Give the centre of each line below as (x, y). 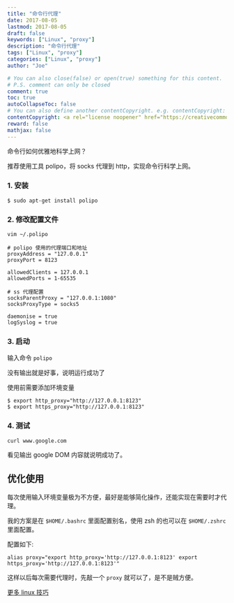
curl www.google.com (37, 441)
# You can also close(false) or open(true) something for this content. (115, 78)
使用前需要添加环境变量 (41, 388)
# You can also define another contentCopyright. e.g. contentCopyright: (117, 111)
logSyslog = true (32, 323)
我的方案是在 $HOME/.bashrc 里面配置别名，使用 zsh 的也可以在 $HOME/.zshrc (117, 521)
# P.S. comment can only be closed (59, 85)
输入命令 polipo (30, 358)
